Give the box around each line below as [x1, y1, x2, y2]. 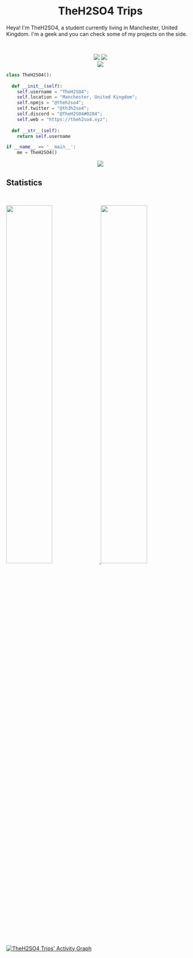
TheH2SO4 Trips [57, 4, 143, 18]
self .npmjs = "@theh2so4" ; [17, 100, 84, 106]
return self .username [17, 133, 71, 139]
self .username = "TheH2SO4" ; [17, 89, 90, 95]
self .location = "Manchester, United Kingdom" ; [17, 94, 137, 100]
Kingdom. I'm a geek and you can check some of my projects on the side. [6, 30, 188, 37]
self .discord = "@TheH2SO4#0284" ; [17, 111, 103, 117]
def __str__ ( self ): [11, 128, 60, 134]
